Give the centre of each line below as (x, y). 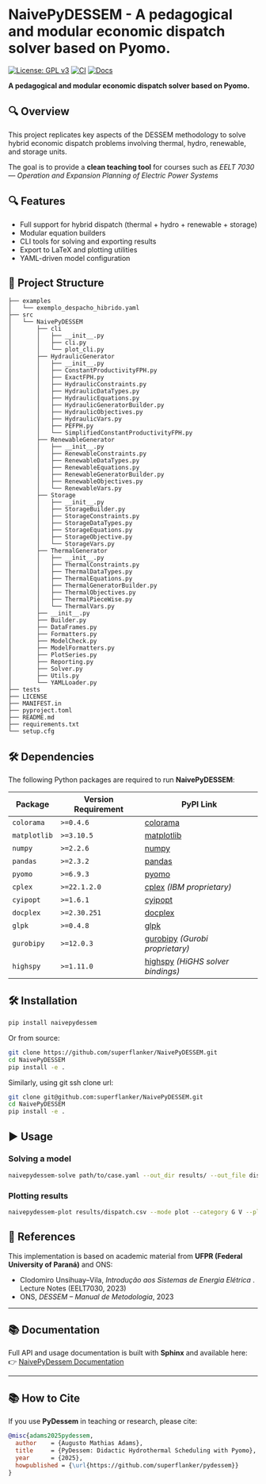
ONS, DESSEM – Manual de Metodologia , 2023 (97, 1296)
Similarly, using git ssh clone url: (61, 1082)
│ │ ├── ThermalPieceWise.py (70, 600)
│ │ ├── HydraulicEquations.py (74, 398)
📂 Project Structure (56, 283)
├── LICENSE (28, 697)
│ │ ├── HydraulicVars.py (65, 419)
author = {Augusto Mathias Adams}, (80, 1444)
